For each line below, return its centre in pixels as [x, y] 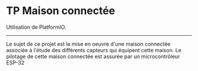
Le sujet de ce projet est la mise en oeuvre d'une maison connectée [88, 44]
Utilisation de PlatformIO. [36, 27]
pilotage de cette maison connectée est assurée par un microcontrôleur [93, 56]
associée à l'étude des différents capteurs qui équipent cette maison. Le [94, 50]
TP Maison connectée [61, 11]
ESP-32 [15, 62]
